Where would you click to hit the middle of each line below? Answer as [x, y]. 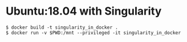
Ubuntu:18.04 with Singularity [84, 11]
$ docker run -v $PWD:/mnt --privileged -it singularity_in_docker [94, 33]
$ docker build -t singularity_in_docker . [62, 27]
